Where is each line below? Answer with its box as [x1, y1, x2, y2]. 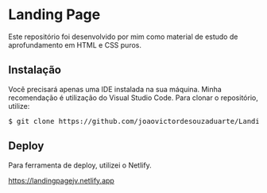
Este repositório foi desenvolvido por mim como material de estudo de [8, 32, 238, 41]
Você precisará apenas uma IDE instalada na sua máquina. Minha [8, 84, 222, 94]
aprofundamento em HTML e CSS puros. [8, 40, 141, 49]
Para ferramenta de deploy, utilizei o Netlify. [8, 160, 153, 170]
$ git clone [8, 117, 55, 125]
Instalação [8, 64, 62, 77]
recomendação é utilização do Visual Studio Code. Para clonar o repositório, [8, 93, 258, 102]
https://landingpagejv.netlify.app [8, 176, 115, 185]
